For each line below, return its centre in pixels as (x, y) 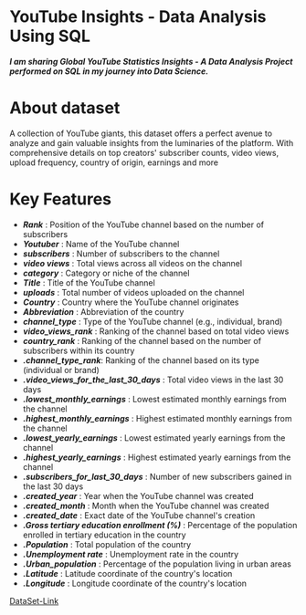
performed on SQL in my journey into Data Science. (109, 71)
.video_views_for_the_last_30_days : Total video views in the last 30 (153, 380)
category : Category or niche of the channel (106, 273)
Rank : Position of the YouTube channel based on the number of (143, 224)
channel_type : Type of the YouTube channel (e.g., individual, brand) (153, 321)
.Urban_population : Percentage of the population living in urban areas (157, 564)
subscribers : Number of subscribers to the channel (121, 254)
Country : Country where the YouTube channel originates (131, 302)
